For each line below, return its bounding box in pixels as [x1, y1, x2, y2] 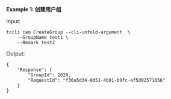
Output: [6, 50, 25, 57]
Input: [6, 18, 21, 24]
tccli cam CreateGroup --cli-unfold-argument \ [6, 29, 131, 35]
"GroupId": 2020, [28, 72, 71, 78]
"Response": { [17, 67, 52, 73]
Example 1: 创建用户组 [6, 6, 61, 13]
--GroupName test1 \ [17, 35, 69, 41]
